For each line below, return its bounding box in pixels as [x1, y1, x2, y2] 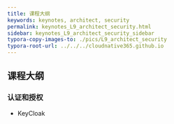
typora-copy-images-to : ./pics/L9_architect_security [7, 36, 168, 43]
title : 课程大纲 [7, 10, 50, 17]
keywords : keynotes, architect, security [7, 17, 130, 24]
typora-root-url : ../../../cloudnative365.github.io [7, 42, 164, 49]
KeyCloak [17, 109, 45, 117]
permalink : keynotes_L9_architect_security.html [7, 23, 152, 30]
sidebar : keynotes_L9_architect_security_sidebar [7, 29, 155, 37]
